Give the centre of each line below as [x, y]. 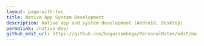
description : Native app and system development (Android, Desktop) [95, 23]
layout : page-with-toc [35, 12]
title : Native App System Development [55, 17]
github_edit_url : [28, 34]
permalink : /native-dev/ [38, 28]
